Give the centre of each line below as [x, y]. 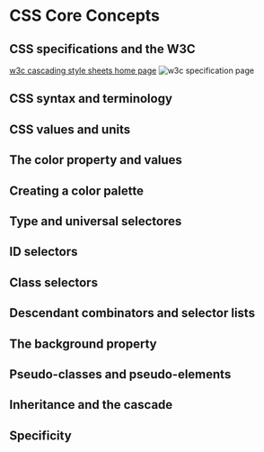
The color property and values [96, 160]
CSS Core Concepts [84, 16]
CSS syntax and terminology [91, 99]
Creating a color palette [76, 190]
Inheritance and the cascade [91, 405]
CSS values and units [70, 129]
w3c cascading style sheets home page [83, 70]
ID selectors [44, 252]
